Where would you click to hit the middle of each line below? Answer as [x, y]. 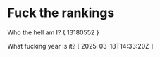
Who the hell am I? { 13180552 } [53, 32]
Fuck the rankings [61, 13]
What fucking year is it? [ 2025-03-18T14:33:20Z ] [80, 46]
